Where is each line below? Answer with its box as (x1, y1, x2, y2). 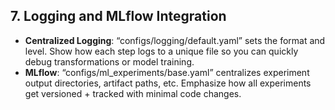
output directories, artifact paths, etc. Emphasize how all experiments (24, 77, 312, 89)
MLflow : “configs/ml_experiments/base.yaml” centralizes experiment (24, 66, 310, 78)
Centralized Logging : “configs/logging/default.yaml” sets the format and (24, 34, 326, 46)
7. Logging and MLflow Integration (10, 8, 227, 25)
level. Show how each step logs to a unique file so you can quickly (24, 45, 299, 57)
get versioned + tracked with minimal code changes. (24, 87, 242, 99)
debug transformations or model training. (24, 55, 195, 68)
